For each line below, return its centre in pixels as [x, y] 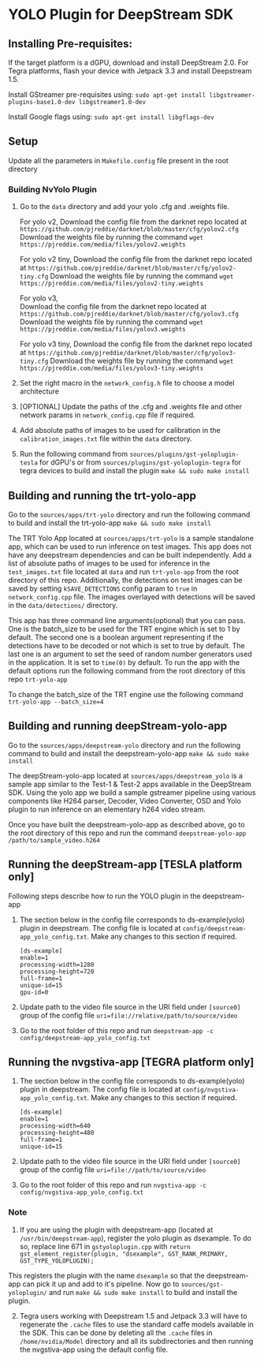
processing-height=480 [57, 1133]
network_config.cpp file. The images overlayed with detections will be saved [132, 596]
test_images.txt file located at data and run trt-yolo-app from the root [123, 571]
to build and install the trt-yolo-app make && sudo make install [110, 523]
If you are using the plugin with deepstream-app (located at [116, 1230]
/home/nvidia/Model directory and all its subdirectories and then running [136, 1341]
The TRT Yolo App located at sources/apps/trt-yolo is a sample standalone [131, 538]
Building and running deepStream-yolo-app [117, 726]
